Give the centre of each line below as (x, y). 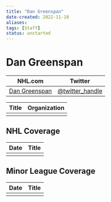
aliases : (17, 22)
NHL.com (30, 81)
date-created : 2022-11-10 (37, 17)
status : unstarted (28, 33)
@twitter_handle (80, 91)
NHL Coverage (33, 131)
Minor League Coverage (51, 171)
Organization (46, 108)
